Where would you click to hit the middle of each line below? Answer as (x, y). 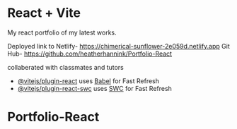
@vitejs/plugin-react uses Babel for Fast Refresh (88, 81)
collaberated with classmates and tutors (65, 67)
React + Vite (44, 13)
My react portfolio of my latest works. (62, 32)
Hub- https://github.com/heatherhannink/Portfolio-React (89, 54)
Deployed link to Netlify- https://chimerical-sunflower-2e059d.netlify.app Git (118, 46)
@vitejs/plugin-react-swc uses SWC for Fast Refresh (94, 88)
